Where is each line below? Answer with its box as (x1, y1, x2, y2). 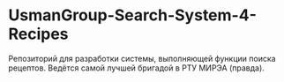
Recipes (8, 24, 69, 44)
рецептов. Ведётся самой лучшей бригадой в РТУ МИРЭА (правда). (8, 63, 265, 73)
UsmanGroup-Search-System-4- (8, 5, 257, 26)
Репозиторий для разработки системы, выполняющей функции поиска (8, 53, 276, 63)
